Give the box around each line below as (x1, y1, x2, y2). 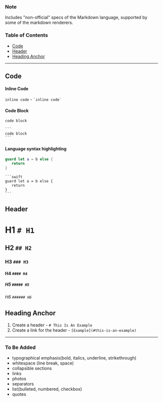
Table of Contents (5, 32, 49, 39)
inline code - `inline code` (5, 97, 62, 102)
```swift (5, 175, 23, 180)
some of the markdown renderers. (5, 20, 74, 25)
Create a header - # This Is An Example (12, 322, 93, 328)
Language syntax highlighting (5, 145, 67, 152)
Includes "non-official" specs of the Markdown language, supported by (5, 15, 147, 20)
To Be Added (5, 344, 36, 351)
